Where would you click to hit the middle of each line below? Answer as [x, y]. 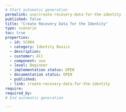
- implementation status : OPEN [42, 70]
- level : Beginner [29, 65]
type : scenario [21, 28]
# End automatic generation [34, 98]
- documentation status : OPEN [41, 75]
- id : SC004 [22, 42]
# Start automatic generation [37, 10]
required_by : [19, 93]
